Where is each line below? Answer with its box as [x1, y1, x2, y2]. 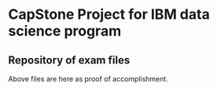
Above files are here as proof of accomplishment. [8, 75, 169, 83]
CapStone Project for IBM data [8, 5, 210, 24]
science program [8, 22, 122, 40]
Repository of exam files [8, 53, 131, 67]
